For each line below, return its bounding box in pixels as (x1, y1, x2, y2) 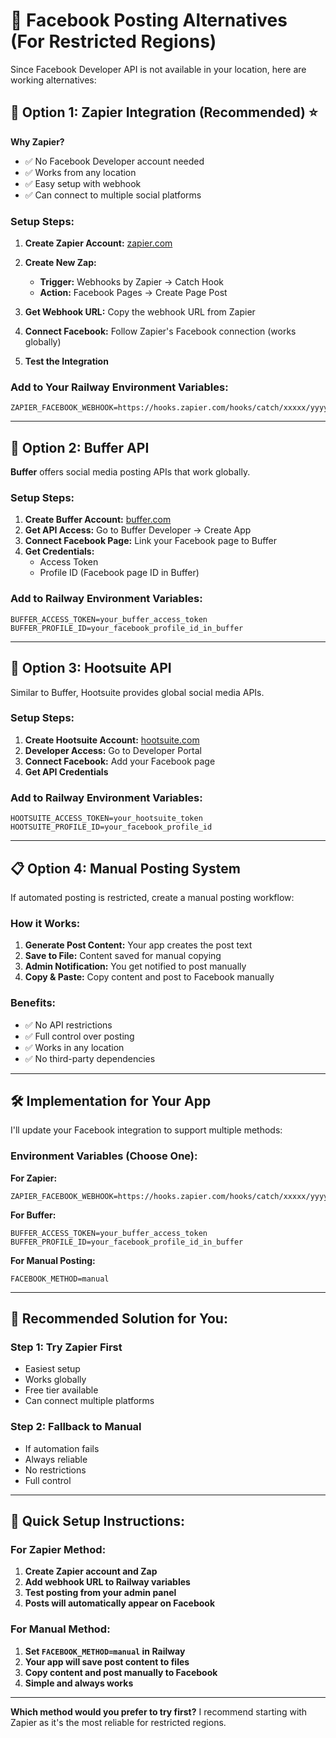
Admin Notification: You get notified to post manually (24, 960, 247, 973)
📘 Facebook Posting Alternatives (10, 9, 288, 32)
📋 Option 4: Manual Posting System (10, 860, 241, 877)
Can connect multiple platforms (24, 1395, 155, 1407)
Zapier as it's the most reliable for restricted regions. (10, 1716, 227, 1728)
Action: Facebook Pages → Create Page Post (39, 287, 228, 299)
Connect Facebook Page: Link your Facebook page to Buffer (24, 535, 278, 547)
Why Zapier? (10, 135, 65, 148)
